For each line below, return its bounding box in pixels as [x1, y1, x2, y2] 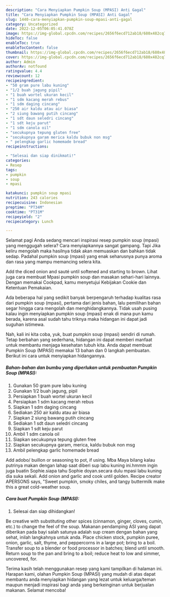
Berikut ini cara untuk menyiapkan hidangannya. [6, 353, 106, 359]
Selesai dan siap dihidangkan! [13, 508, 75, 514]
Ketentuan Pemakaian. [6, 285, 52, 291]
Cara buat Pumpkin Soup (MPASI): [6, 495, 80, 502]
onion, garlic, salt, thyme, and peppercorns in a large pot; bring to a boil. [6, 540, 156, 546]
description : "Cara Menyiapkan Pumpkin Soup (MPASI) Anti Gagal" [6, 7, 146, 13]
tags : [6, 167, 17, 172]
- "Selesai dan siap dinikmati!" [6, 153, 76, 159]
